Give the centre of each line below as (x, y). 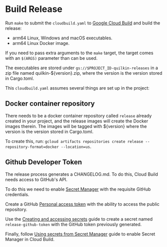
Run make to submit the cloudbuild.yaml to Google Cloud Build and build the (83, 23)
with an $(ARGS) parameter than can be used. (51, 58)
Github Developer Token (44, 162)
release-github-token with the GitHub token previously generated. (74, 224)
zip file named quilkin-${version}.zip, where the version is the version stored (84, 73)
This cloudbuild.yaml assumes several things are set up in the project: (77, 88)
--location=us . (76, 146)
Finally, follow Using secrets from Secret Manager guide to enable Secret (80, 234)
